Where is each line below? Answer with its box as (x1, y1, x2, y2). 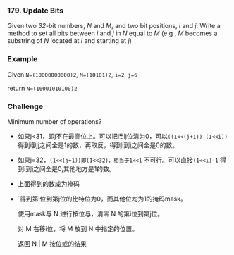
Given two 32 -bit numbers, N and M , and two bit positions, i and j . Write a (7, 22, 221, 30)
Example (7, 54, 38, 64)
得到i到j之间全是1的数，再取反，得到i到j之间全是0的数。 (17, 140, 178, 149)
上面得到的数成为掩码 (17, 179, 80, 188)
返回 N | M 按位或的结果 (17, 239, 87, 248)
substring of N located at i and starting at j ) (7, 37, 133, 45)
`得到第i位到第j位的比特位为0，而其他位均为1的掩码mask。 (17, 194, 187, 203)
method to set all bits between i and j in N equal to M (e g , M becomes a (7, 29, 218, 37)
